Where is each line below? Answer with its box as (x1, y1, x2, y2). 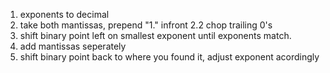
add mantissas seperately (19, 40, 127, 52)
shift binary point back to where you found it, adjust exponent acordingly (19, 51, 320, 63)
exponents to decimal (19, 9, 110, 20)
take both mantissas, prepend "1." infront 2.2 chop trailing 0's (19, 19, 273, 31)
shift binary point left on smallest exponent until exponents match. (19, 30, 292, 41)
